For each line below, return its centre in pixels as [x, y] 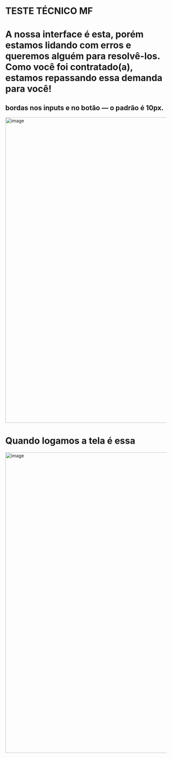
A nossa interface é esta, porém [74, 35]
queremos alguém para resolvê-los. [83, 56]
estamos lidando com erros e [68, 45]
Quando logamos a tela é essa [70, 441]
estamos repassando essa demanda [84, 78]
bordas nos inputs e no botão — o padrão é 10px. [84, 108]
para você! [29, 89]
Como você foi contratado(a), [69, 67]
